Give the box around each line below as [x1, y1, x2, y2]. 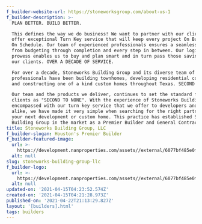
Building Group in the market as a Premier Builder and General [11, 120, 176, 126]
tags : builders [6, 208, 44, 215]
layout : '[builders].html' [6, 203, 74, 209]
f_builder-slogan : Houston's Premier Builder [6, 130, 122, 137]
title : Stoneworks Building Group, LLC [6, 125, 106, 131]
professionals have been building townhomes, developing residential [11, 75, 189, 81]
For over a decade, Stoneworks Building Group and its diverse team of [11, 70, 195, 76]
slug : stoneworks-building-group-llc [6, 159, 101, 165]
